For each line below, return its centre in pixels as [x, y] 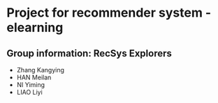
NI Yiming [31, 85]
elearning [35, 27]
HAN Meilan [34, 77]
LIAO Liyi [29, 92]
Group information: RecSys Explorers [89, 53]
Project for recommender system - [109, 13]
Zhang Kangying [40, 70]
